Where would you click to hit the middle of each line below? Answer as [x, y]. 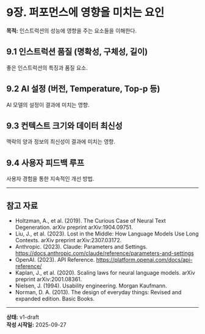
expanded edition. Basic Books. [55, 299]
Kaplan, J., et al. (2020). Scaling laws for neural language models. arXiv [105, 273]
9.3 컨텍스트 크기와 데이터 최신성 [65, 126]
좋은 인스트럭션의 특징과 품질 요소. [47, 67]
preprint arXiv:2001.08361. [49, 279]
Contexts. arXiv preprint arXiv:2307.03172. [68, 240]
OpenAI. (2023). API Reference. [55, 260]
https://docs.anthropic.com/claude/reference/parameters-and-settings [104, 253]
